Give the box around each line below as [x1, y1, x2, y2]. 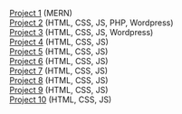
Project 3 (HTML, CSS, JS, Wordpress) [9, 27, 154, 37]
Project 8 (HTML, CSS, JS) [9, 75, 109, 85]
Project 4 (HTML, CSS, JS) [9, 36, 109, 47]
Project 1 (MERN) [9, 8, 72, 18]
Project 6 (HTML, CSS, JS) [9, 56, 109, 66]
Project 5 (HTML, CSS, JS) [9, 46, 109, 57]
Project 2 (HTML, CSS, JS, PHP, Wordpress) [9, 17, 174, 28]
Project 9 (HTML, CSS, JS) [9, 85, 109, 95]
